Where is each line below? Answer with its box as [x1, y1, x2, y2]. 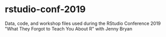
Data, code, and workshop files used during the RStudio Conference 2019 [5, 20, 161, 26]
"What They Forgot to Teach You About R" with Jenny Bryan [5, 25, 133, 31]
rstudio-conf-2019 [5, 4, 86, 15]
